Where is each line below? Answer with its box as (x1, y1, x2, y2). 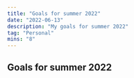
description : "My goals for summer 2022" (7, 23, 129, 30)
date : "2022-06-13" (7, 17, 64, 23)
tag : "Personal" (7, 29, 54, 37)
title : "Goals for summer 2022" (7, 10, 101, 17)
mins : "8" (7, 36, 36, 43)
